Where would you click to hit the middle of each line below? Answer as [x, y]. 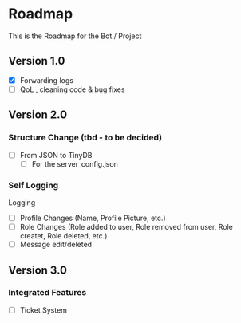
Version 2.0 [38, 115]
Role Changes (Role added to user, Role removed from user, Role [126, 227]
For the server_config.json [75, 163]
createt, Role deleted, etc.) [63, 236]
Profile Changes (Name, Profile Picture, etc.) [93, 218]
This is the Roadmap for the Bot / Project [75, 36]
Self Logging [34, 185]
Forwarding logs [47, 80]
